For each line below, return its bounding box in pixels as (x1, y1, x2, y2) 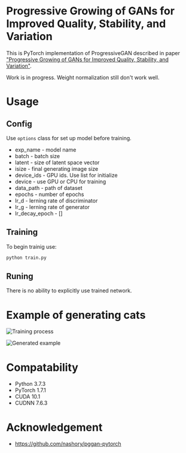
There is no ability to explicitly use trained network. (6, 287, 132, 294)
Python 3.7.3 (14, 380, 46, 388)
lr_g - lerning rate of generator (14, 203, 90, 210)
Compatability (6, 361, 79, 374)
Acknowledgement (6, 421, 103, 434)
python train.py (6, 255, 47, 261)
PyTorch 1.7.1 (14, 386, 46, 394)
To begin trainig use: (6, 243, 57, 250)
